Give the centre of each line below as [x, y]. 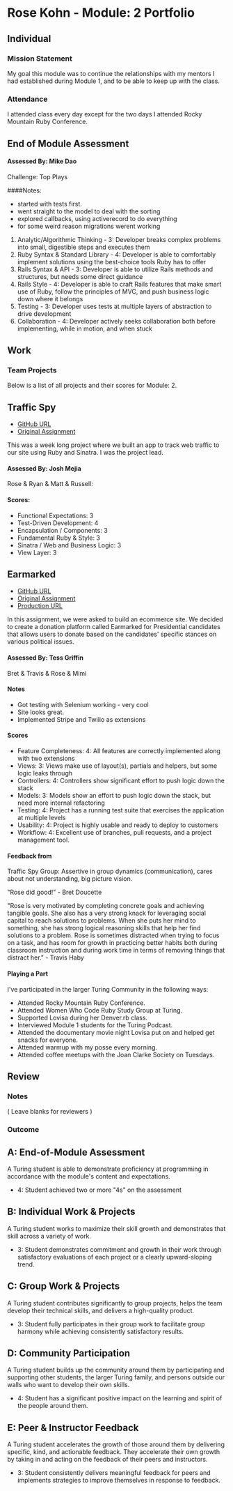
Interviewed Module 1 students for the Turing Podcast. [95, 1025]
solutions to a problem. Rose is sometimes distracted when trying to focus [113, 935]
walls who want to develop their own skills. [69, 1385]
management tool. [43, 840]
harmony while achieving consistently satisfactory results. [101, 1331]
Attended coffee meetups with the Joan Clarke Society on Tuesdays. [116, 1054]
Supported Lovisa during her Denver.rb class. [82, 1017]
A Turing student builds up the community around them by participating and [116, 1370]
